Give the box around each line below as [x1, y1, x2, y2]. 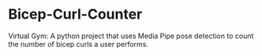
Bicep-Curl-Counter [8, 5, 143, 23]
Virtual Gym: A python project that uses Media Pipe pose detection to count [8, 31, 254, 40]
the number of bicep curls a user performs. [8, 39, 148, 48]
